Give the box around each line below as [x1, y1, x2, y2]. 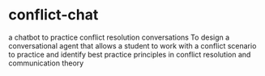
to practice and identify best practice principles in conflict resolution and [8, 49, 251, 59]
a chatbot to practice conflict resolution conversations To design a [8, 32, 230, 42]
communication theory [8, 58, 84, 68]
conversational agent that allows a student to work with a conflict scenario [8, 40, 257, 50]
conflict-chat [8, 6, 99, 24]
